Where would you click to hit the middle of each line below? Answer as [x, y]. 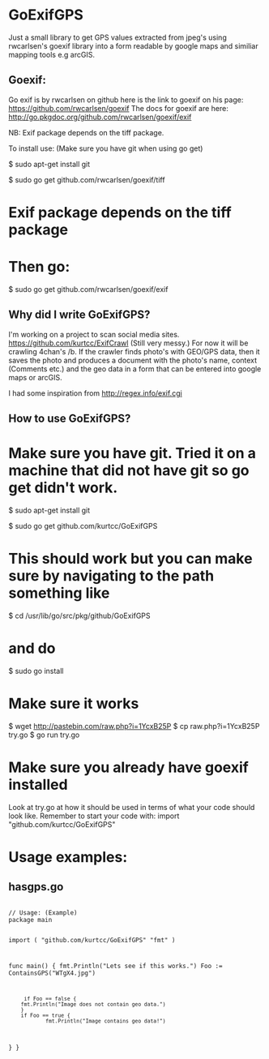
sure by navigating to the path [111, 576]
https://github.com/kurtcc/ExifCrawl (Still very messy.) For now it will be [128, 343]
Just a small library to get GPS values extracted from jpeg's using [117, 37]
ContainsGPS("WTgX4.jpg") [52, 973]
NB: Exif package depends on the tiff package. [86, 132]
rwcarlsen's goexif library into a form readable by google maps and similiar [133, 45]
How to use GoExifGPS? [70, 419]
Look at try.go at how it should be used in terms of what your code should [132, 807]
